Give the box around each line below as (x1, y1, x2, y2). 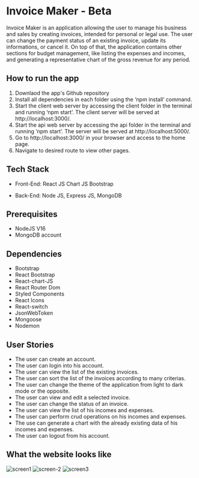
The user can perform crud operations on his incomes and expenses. (14, 413, 187, 420)
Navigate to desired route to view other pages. (14, 147, 130, 154)
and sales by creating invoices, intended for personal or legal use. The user (6, 30, 193, 37)
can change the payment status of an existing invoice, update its (6, 37, 167, 44)
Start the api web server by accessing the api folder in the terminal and (14, 121, 191, 129)
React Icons (14, 297, 45, 304)
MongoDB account (14, 231, 62, 238)
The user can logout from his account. (14, 432, 110, 439)
